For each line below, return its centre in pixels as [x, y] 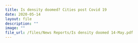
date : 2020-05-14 [23, 14]
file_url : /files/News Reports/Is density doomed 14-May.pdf [69, 33]
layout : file [18, 19]
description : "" [22, 23]
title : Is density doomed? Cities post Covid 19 [56, 10]
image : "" [15, 28]
